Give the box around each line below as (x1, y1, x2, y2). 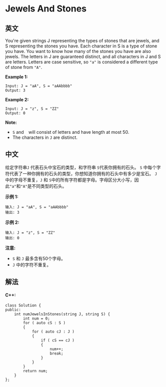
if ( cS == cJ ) (40, 338, 75, 343)
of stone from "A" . (5, 64, 42, 70)
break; (49, 351, 64, 356)
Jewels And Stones (5, 3, 87, 14)
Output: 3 (5, 88, 26, 93)
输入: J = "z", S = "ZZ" (5, 230, 55, 235)
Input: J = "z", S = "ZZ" (5, 106, 59, 111)
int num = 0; (23, 316, 50, 321)
